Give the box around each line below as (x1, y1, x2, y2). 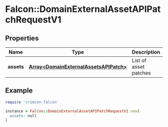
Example (5, 86, 33, 95)
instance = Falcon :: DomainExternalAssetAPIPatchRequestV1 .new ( (5, 109, 140, 114)
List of (131, 57, 146, 64)
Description (131, 49, 160, 55)
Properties (5, 34, 39, 42)
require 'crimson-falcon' (5, 100, 59, 105)
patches (131, 70, 151, 76)
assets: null (9, 113, 37, 118)
